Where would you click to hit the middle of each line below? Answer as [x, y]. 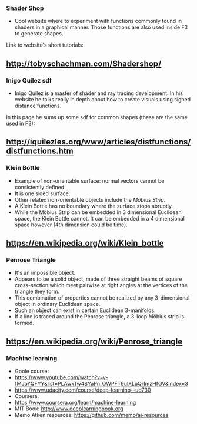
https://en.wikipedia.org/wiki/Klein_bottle [85, 243]
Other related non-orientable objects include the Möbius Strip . [90, 199]
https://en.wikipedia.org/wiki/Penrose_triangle [94, 341]
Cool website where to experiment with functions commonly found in [98, 21]
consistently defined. [40, 187]
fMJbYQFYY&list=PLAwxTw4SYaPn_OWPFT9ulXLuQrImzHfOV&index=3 [101, 384]
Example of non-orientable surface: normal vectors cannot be [89, 180]
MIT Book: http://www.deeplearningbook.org [69, 409]
